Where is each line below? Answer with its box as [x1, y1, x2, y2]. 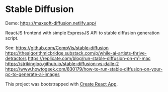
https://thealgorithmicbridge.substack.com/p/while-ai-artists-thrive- [5, 50, 147, 56]
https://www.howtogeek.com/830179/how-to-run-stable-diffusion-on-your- [5, 66, 163, 72]
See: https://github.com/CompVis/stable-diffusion [5, 44, 109, 50]
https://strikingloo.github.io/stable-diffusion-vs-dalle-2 [5, 60, 119, 66]
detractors [5, 55, 27, 61]
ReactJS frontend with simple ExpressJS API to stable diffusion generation [5, 29, 160, 35]
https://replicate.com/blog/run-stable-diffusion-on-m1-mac [27, 55, 151, 61]
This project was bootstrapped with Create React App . [5, 81, 118, 87]
